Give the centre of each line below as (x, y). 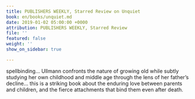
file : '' (17, 33)
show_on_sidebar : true (34, 49)
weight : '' (19, 44)
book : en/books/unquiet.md (39, 17)
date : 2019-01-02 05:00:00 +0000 (47, 22)
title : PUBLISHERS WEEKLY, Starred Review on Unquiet (73, 11)
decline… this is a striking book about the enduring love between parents (94, 83)
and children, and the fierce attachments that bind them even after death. (95, 89)
